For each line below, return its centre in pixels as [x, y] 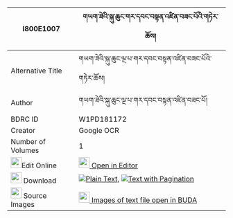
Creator [23, 130]
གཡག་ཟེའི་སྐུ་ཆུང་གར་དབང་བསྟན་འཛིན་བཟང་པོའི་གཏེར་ [150, 17]
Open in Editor [115, 165]
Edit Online [40, 165]
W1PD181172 [103, 119]
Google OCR [99, 130]
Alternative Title [36, 71]
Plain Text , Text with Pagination [140, 179]
